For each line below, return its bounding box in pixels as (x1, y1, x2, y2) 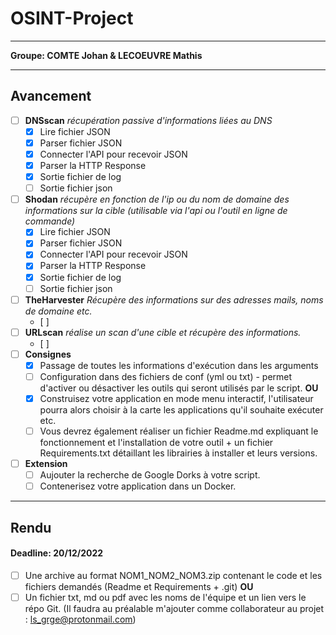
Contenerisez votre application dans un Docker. (39, 480, 237, 492)
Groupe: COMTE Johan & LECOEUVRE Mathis (10, 49, 203, 61)
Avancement (10, 88, 92, 105)
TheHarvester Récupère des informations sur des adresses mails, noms (24, 293, 324, 306)
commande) (24, 215, 76, 227)
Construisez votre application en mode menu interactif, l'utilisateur (39, 392, 314, 404)
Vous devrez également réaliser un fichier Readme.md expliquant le (39, 425, 319, 437)
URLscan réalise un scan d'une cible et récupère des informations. (24, 326, 302, 338)
